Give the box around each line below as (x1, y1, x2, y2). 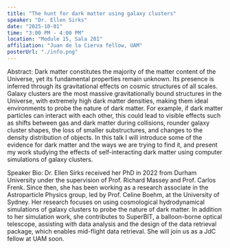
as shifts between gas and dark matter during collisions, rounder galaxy (7, 118, 210, 127)
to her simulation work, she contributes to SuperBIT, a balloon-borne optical (7, 212, 222, 220)
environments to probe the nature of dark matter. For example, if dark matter (7, 104, 223, 112)
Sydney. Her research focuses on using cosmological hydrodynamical (7, 198, 205, 206)
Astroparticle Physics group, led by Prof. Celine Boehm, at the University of (7, 190, 220, 198)
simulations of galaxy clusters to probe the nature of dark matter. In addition (7, 205, 222, 214)
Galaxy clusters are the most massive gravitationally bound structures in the (7, 89, 222, 97)
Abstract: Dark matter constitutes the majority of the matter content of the (7, 67, 216, 76)
